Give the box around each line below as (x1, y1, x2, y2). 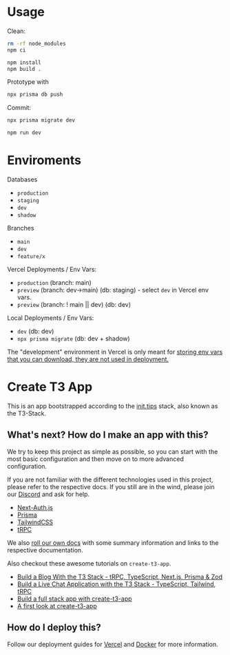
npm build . (7, 65, 41, 72)
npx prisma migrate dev (7, 117, 76, 124)
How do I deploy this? (7, 622, 101, 634)
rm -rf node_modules (7, 40, 67, 47)
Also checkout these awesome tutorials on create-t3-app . (7, 559, 171, 568)
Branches (7, 224, 34, 232)
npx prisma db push (7, 91, 63, 98)
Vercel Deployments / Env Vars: (7, 266, 97, 273)
